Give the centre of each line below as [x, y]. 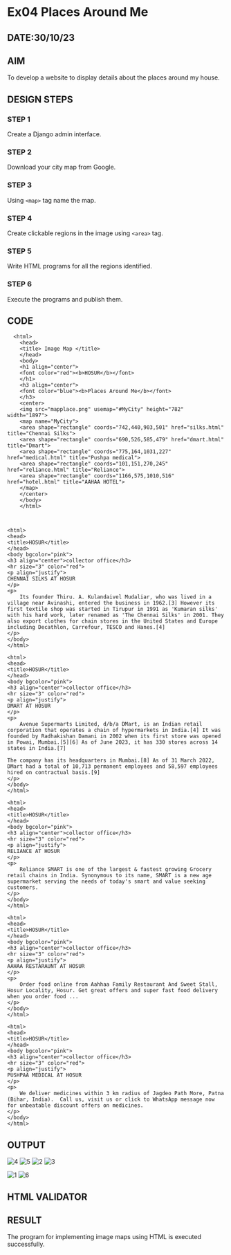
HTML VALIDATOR [47, 1197]
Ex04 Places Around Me [78, 12]
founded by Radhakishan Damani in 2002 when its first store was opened [114, 736]
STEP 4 [20, 218]
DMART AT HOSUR [29, 706]
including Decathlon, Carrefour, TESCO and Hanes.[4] [86, 627]
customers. [23, 888]
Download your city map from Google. [62, 167]
